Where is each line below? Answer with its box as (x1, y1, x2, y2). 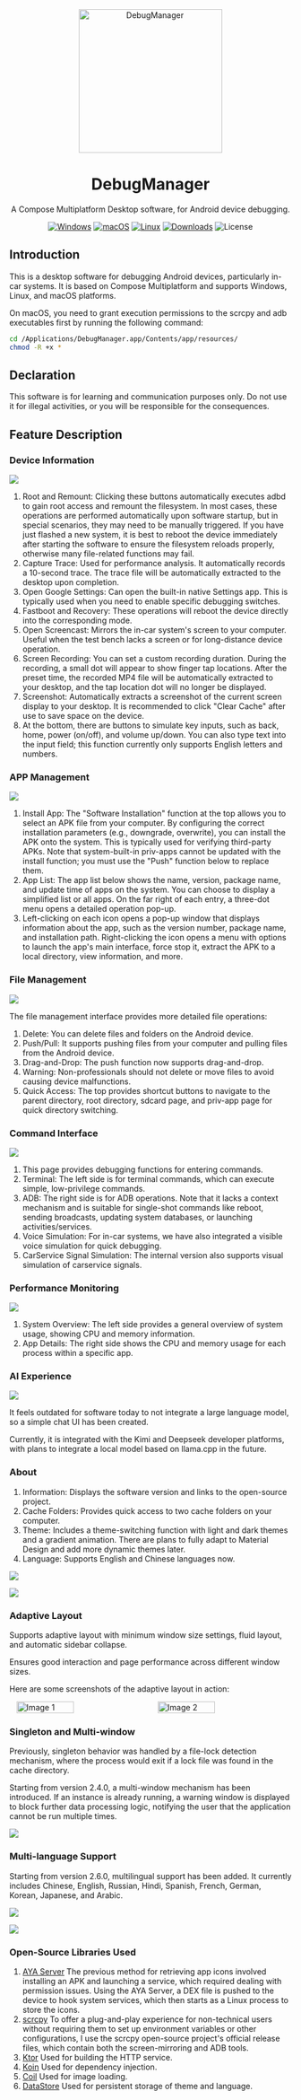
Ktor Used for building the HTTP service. (21, 2052, 173, 2062)
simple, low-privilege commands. (21, 1183, 146, 1194)
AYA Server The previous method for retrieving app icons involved (21, 1965, 267, 1977)
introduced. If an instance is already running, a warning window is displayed (9, 1792, 290, 1803)
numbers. (21, 748, 58, 759)
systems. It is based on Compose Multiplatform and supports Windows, (23, 280, 288, 291)
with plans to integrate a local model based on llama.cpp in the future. (9, 1444, 267, 1455)
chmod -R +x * (9, 343, 63, 352)
